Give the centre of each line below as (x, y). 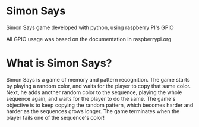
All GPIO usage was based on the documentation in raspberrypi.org (89, 39)
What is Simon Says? (59, 63)
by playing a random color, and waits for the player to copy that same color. (99, 86)
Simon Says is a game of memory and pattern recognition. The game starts (98, 79)
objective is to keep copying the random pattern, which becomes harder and (100, 105)
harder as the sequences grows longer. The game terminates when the (93, 111)
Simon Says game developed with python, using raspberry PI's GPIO (90, 27)
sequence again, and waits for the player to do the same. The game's (91, 98)
